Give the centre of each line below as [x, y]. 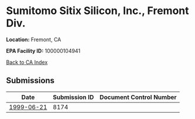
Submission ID [73, 97]
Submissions [30, 81]
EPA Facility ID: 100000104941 [43, 50]
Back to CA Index [27, 62]
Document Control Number [138, 97]
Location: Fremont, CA [34, 39]
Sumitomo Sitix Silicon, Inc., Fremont [97, 11]
